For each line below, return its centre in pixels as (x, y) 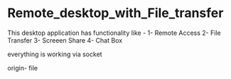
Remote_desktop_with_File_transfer (116, 13)
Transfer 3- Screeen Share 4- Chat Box (65, 40)
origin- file (22, 68)
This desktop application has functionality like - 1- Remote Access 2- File (114, 33)
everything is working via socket (55, 54)
